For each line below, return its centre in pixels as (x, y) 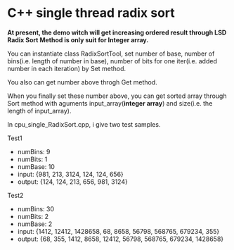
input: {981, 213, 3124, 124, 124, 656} (71, 174)
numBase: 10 (36, 166)
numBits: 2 (33, 216)
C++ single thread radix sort (91, 13)
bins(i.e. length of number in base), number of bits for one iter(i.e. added (112, 61)
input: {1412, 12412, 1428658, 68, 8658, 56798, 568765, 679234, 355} (118, 231)
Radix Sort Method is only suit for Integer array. (78, 39)
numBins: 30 (36, 208)
